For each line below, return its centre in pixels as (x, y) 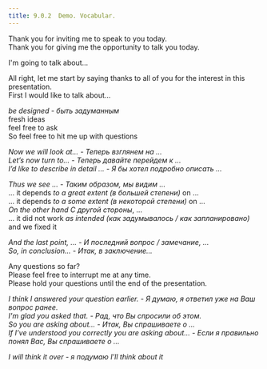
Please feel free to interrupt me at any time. (80, 275)
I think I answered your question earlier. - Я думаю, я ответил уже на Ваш (132, 299)
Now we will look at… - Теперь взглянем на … (85, 151)
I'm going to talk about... (48, 62)
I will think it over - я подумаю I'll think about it (86, 356)
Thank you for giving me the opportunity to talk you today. (104, 47)
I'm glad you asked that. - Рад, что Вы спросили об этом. (105, 315)
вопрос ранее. (33, 307)
